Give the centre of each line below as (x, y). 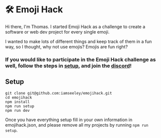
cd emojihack (19, 97)
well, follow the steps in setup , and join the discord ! (68, 66)
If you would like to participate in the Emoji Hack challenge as (80, 59)
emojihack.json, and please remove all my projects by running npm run (77, 125)
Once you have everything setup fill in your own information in (69, 120)
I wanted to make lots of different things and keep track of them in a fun (79, 41)
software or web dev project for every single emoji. (57, 32)
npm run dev (17, 110)
